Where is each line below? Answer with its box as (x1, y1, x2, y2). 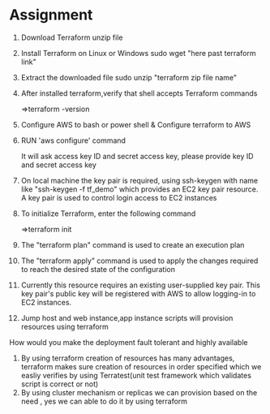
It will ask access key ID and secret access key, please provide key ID (20, 151, 254, 161)
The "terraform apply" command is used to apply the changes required (20, 256, 259, 265)
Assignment (9, 6, 93, 24)
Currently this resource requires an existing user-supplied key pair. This (20, 280, 260, 290)
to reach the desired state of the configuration (20, 264, 175, 274)
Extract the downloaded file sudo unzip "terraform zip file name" (20, 72, 238, 82)
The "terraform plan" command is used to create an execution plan (20, 239, 245, 249)
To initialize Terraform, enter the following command (20, 209, 196, 218)
